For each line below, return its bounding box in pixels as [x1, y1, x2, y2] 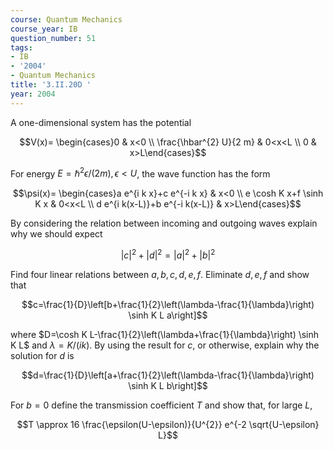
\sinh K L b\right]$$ [128, 379, 208, 391]
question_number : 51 [10, 33, 97, 43]
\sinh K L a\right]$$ [128, 309, 208, 321]
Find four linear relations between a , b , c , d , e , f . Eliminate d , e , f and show [10, 268, 310, 280]
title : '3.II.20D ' [10, 80, 92, 90]
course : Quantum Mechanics [10, 14, 123, 25]
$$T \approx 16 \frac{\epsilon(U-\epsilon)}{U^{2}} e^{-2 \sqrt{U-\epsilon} [16, 418, 320, 430]
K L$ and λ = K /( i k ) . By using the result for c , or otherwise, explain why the [10, 339, 320, 351]
